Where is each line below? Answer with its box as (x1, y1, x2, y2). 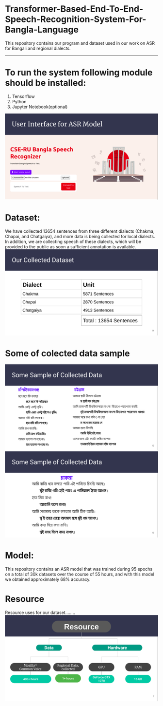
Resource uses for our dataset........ (5, 610, 75, 615)
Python (12, 98, 27, 104)
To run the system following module (5, 67, 153, 78)
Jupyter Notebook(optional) (12, 104, 68, 110)
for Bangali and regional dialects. (5, 45, 71, 51)
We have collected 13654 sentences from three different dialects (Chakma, (5, 228, 155, 234)
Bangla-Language (5, 24, 79, 35)
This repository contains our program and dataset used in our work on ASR (5, 40, 155, 46)
